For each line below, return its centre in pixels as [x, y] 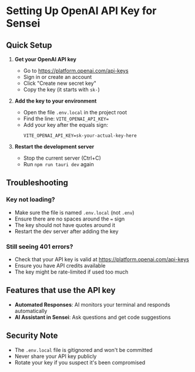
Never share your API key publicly [56, 356]
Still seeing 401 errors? [40, 246]
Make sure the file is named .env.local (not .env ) [74, 212]
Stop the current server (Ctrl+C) [62, 158]
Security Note [32, 336]
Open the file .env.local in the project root [75, 112]
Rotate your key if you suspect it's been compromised [80, 362]
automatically [31, 311]
